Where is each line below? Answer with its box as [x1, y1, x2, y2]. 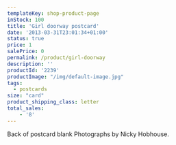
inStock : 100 [7, 16, 45, 23]
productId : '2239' [7, 67, 60, 74]
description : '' [7, 61, 53, 67]
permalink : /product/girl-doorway [7, 54, 106, 61]
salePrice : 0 [7, 48, 45, 55]
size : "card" [7, 93, 45, 99]
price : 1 [7, 42, 32, 48]
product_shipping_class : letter [7, 99, 99, 106]
